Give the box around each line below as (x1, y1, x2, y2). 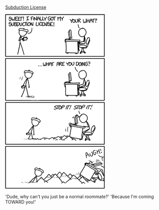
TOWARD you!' (5, 199, 36, 205)
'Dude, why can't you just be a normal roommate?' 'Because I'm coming (5, 193, 154, 199)
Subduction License (5, 5, 47, 10)
